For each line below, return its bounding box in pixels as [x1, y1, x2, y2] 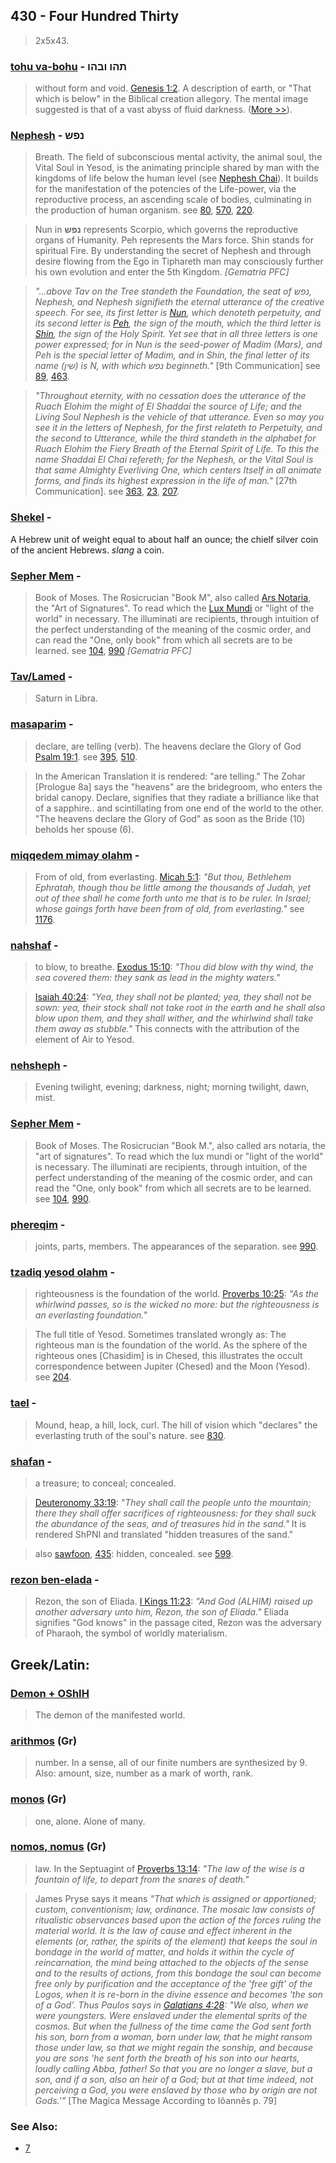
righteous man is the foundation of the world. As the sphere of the [34, 1339, 308, 1351]
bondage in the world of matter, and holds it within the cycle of [34, 1945, 295, 1958]
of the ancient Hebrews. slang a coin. [10, 544, 165, 556]
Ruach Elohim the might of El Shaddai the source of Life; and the [34, 400, 303, 413]
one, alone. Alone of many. [34, 1815, 146, 1827]
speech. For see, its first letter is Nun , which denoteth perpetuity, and [34, 307, 322, 319]
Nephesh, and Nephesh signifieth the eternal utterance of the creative [34, 296, 325, 308]
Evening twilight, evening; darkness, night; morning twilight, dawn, [34, 1081, 310, 1093]
